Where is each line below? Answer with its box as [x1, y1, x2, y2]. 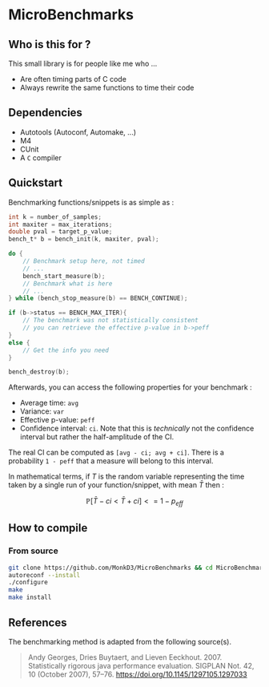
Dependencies [8, 106, 82, 119]
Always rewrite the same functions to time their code [19, 83, 195, 92]
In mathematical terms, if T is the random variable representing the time [8, 471, 245, 482]
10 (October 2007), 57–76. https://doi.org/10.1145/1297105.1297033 [27, 669, 247, 679]
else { [8, 338, 30, 346]
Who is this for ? [8, 38, 91, 51]
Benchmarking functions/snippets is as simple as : [8, 197, 175, 207]
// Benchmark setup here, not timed [22, 257, 146, 265]
